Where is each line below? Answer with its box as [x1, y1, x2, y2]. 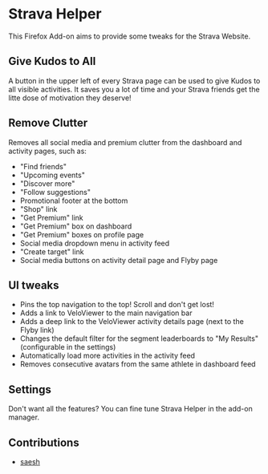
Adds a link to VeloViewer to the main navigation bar [19, 308, 193, 318]
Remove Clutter [8, 116, 88, 130]
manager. [8, 412, 40, 422]
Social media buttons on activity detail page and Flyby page [19, 255, 218, 265]
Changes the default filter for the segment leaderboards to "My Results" [19, 334, 259, 343]
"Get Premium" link [19, 213, 83, 222]
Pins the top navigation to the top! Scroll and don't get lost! [19, 300, 215, 310]
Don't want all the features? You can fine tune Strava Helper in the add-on [8, 404, 253, 414]
